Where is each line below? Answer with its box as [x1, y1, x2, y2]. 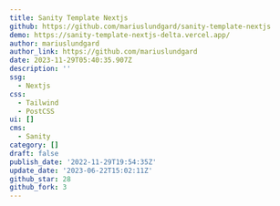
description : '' [9, 65, 71, 74]
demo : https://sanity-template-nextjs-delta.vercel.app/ [9, 30, 231, 39]
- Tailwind [17, 98, 59, 108]
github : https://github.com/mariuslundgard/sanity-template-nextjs [9, 22, 272, 31]
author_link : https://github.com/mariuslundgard [9, 47, 198, 57]
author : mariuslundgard [9, 38, 100, 48]
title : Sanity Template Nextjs [9, 13, 129, 23]
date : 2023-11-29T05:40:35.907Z [9, 56, 132, 65]
